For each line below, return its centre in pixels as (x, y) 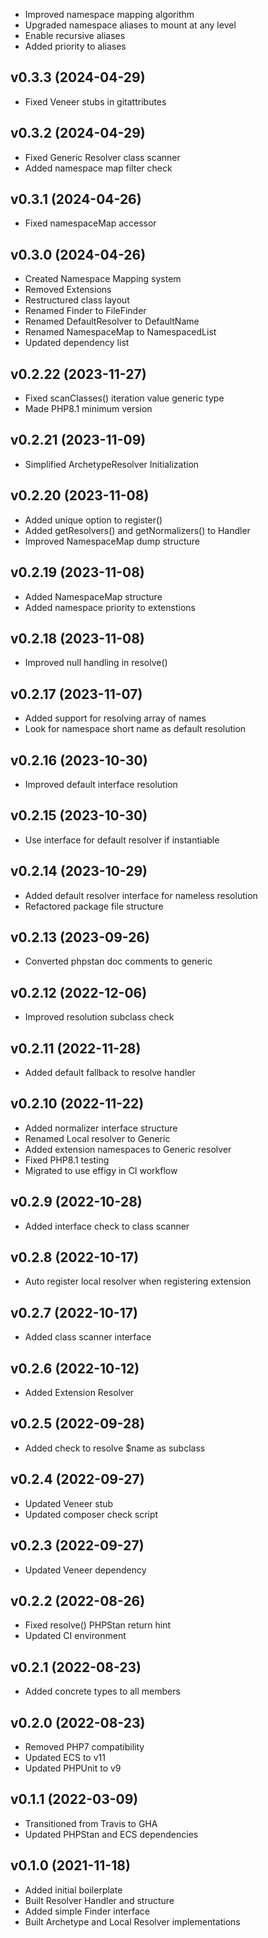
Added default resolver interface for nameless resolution (141, 895)
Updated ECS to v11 (65, 1757)
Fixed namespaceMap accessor (90, 223)
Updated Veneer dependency (85, 1570)
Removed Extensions (68, 290)
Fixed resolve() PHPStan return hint (98, 1625)
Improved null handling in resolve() (96, 663)
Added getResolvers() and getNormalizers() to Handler (137, 530)
